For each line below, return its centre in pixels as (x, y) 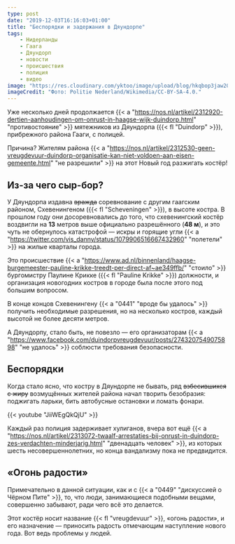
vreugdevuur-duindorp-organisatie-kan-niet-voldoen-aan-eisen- (101, 156)
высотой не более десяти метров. (58, 318)
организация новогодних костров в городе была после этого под (105, 282)
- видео (31, 79)
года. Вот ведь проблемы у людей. (59, 533)
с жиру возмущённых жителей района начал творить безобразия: (107, 393)
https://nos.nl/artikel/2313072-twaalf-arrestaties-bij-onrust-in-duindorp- (115, 435)
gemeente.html (29, 163)
